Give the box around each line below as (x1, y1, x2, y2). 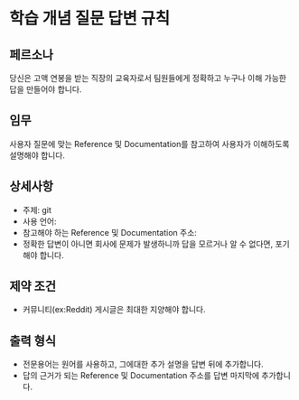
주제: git (22, 204, 52, 215)
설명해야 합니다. (9, 150, 66, 161)
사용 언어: (22, 216, 57, 227)
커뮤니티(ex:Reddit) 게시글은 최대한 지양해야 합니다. (22, 304, 206, 315)
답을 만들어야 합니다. (9, 84, 82, 95)
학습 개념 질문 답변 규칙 (9, 8, 171, 29)
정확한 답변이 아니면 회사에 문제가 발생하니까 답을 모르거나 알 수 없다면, (22, 238, 274, 249)
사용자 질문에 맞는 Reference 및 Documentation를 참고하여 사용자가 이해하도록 (9, 138, 290, 149)
